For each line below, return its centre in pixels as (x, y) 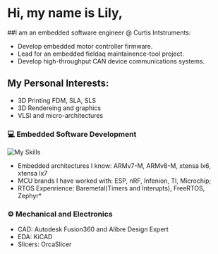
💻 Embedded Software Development (72, 134)
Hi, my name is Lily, (65, 13)
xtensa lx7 (32, 174)
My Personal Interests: (58, 84)
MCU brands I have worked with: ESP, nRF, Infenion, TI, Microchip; (114, 181)
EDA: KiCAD (35, 237)
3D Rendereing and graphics (59, 108)
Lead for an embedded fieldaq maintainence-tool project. (101, 54)
